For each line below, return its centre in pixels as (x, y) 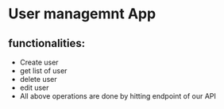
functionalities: (47, 43)
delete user (38, 79)
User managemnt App (82, 14)
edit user (34, 88)
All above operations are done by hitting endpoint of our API (118, 96)
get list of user (43, 71)
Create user (39, 62)
